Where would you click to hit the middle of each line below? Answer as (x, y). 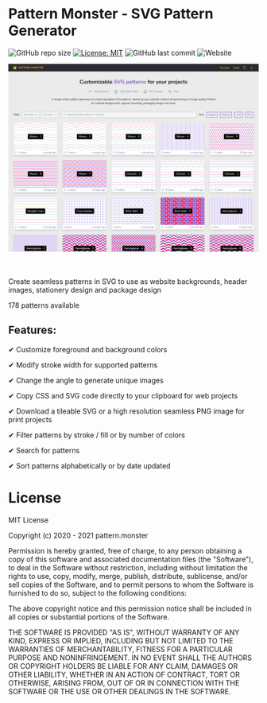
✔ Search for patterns (44, 450)
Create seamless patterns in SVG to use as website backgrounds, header (128, 281)
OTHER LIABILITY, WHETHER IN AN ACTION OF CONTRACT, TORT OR (124, 674)
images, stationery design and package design (85, 289)
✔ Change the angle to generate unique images (86, 380)
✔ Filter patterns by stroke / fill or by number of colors (97, 435)
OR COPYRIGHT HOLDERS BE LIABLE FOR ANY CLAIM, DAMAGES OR (123, 666)
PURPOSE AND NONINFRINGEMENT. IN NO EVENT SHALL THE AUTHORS (130, 658)
